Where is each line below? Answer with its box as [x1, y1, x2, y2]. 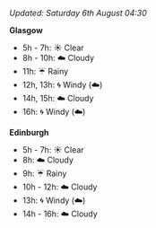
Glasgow [9, 25, 43, 35]
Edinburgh [9, 127, 49, 137]
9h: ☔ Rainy [22, 168, 67, 179]
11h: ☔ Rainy [22, 66, 69, 76]
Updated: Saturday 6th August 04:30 [9, 8, 148, 18]
